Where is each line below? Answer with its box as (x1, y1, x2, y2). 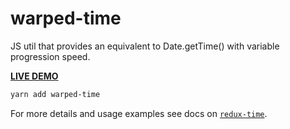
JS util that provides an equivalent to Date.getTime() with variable (10, 40, 280, 52)
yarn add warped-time (10, 89, 101, 99)
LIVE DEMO (10, 70, 59, 82)
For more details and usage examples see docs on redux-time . (10, 107, 268, 119)
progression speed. (10, 50, 91, 62)
